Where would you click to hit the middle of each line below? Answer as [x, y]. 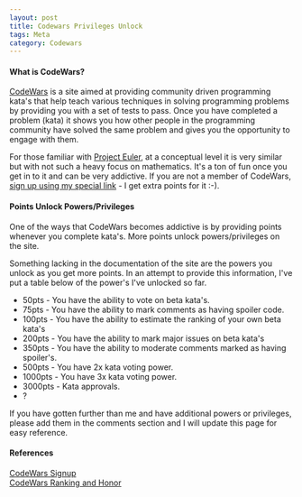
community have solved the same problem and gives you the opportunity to [150, 130]
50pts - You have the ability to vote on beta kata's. [116, 299]
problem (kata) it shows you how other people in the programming [132, 120]
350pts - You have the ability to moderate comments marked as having [154, 347]
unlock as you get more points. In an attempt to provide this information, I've [151, 272]
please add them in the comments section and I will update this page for [143, 423]
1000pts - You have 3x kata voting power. [100, 376]
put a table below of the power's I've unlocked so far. [108, 282]
